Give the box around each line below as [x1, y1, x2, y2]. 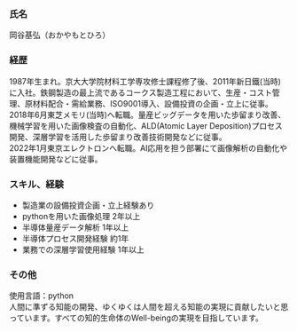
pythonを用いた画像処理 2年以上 [21, 210, 141, 221]
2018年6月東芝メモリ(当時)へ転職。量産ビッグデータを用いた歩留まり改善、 [9, 109, 286, 120]
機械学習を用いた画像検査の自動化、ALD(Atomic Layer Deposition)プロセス [9, 120, 283, 130]
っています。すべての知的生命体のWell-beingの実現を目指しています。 [9, 312, 263, 323]
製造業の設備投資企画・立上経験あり [21, 200, 155, 210]
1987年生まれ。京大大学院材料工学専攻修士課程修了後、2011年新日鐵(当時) [9, 75, 282, 86]
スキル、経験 [9, 178, 65, 190]
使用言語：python [9, 290, 74, 301]
